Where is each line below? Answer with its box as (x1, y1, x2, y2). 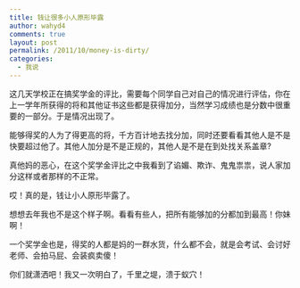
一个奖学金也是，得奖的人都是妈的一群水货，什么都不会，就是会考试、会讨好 (9, 238, 291, 250)
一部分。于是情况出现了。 (24, 111, 119, 121)
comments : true (9, 29, 66, 38)
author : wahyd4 (9, 21, 66, 30)
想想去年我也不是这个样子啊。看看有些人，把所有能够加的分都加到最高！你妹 (9, 209, 291, 219)
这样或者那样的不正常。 (16, 170, 104, 181)
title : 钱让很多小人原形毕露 (9, 12, 104, 22)
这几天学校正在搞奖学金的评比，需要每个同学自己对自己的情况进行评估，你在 (9, 88, 291, 99)
